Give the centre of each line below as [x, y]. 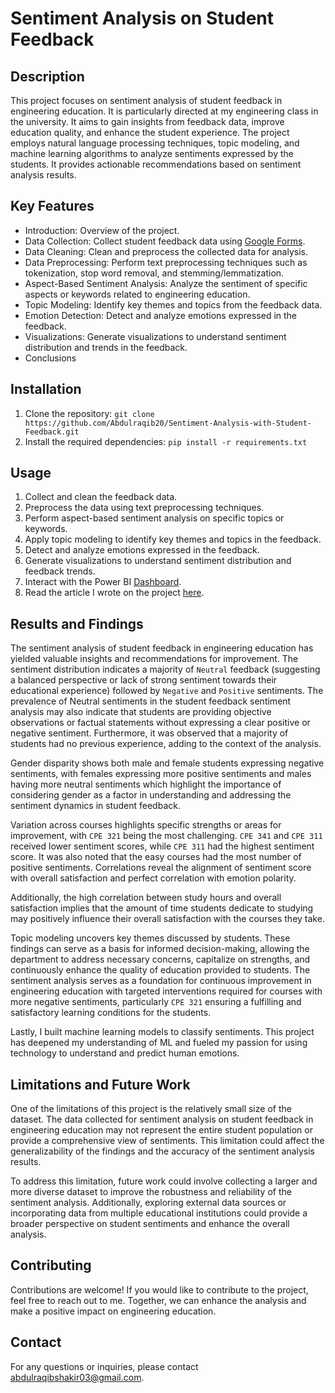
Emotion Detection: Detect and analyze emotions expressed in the [161, 315]
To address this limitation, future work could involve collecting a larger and [164, 1181]
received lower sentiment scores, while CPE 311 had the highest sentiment [162, 846]
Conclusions [50, 358]
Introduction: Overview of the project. [102, 230]
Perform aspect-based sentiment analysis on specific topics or [154, 518]
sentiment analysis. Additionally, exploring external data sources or [148, 1203]
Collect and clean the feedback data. [101, 497]
